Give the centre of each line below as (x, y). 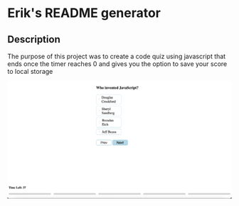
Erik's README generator (84, 13)
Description (34, 39)
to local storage (30, 71)
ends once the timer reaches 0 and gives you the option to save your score (117, 64)
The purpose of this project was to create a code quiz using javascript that (117, 56)
